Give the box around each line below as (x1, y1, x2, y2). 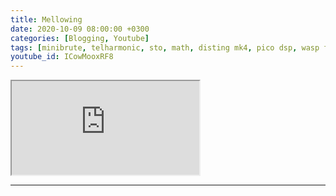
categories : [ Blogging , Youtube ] (10, 33, 150, 43)
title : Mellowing (10, 14, 83, 25)
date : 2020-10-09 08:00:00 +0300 (10, 24, 150, 34)
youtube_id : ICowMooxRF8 (10, 52, 114, 62)
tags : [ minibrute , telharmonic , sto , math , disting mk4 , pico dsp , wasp (10, 42, 320, 53)
